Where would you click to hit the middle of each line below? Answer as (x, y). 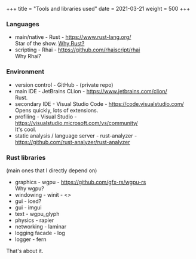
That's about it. (25, 251)
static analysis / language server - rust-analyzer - (76, 135)
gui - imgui (28, 207)
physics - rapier (34, 220)
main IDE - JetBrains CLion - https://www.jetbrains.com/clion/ (91, 91)
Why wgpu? (30, 188)
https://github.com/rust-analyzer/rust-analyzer (72, 142)
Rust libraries (26, 157)
